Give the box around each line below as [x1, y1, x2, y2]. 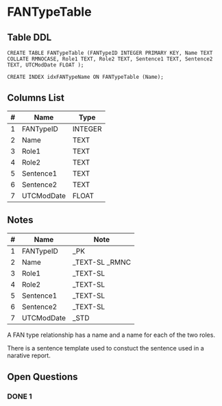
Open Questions [7, 371, 78, 383]
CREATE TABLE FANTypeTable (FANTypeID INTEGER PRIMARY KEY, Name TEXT [7, 49, 213, 56]
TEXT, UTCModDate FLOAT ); [7, 62, 84, 69]
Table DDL [7, 32, 52, 43]
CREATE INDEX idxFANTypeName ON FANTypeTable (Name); [7, 73, 164, 80]
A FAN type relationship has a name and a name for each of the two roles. [7, 331, 216, 339]
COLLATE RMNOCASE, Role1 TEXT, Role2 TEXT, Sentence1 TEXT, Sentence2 [7, 56, 213, 62]
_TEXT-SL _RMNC [72, 257, 132, 267]
